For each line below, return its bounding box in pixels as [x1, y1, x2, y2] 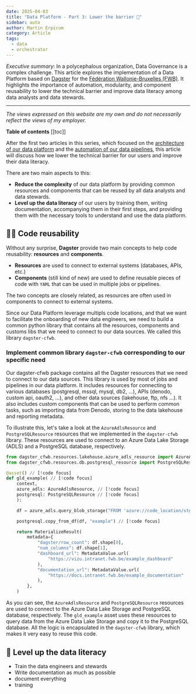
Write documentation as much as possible [14, 669, 116, 676]
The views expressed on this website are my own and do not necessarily [6, 111, 181, 118]
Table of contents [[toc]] [6, 128, 66, 135]
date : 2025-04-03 [6, 8, 48, 15]
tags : [6, 36, 19, 42]
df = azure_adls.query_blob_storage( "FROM [16, 507, 121, 513]
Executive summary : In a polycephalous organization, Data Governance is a [6, 63, 188, 70]
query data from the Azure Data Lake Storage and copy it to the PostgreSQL [6, 618, 189, 625]
